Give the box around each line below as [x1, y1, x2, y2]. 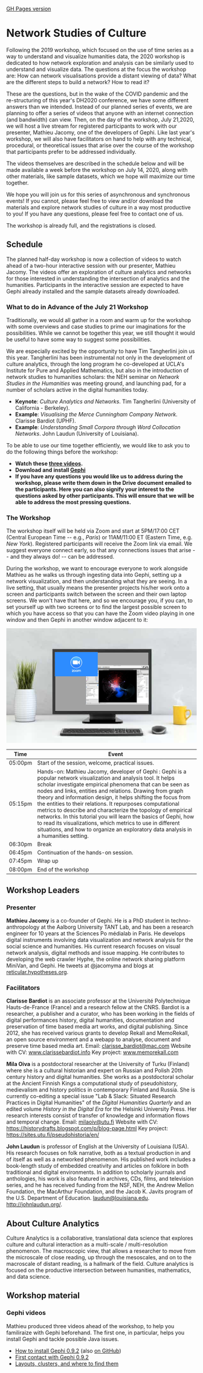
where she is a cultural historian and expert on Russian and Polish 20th [6, 1067, 183, 1074]
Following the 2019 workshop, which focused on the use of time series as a [6, 46, 194, 53]
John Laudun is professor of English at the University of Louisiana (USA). [6, 1143, 189, 1150]
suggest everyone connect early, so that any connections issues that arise [6, 547, 192, 554]
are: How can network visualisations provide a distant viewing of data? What [6, 72, 196, 79]
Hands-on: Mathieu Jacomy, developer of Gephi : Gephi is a [37, 768, 187, 775]
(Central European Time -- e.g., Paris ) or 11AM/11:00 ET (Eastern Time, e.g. [6, 534, 193, 541]
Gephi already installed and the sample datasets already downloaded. [6, 288, 180, 295]
